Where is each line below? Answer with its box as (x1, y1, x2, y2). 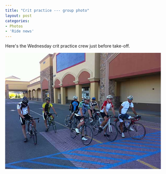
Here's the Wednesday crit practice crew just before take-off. (5, 43, 130, 49)
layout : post (5, 13, 32, 18)
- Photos (5, 24, 23, 29)
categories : (5, 18, 30, 23)
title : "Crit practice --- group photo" (5, 8, 90, 13)
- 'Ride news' (5, 29, 35, 34)
